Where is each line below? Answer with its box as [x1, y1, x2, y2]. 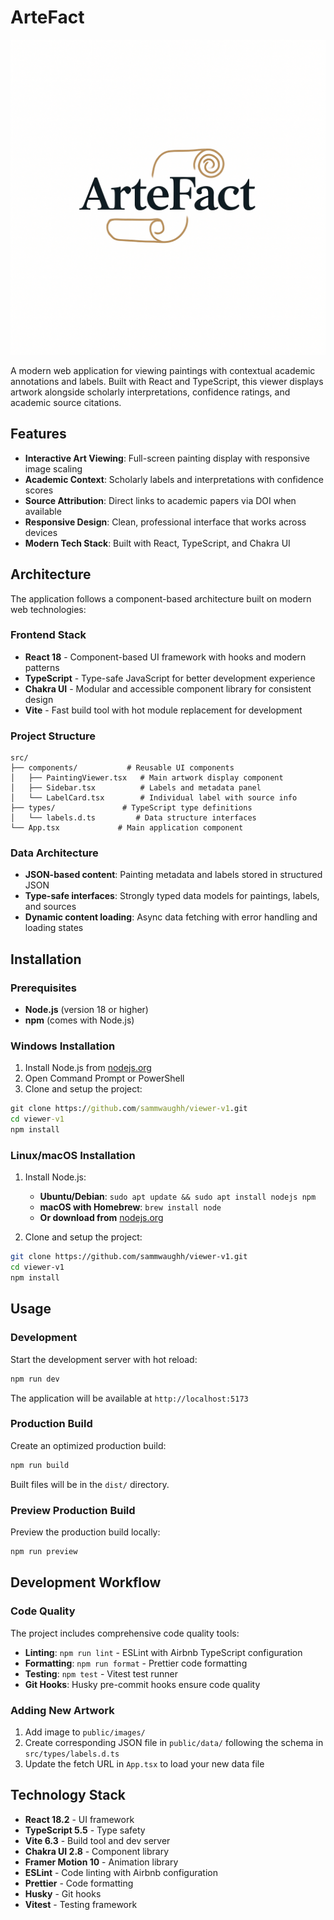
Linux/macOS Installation [10, 1148, 136, 1162]
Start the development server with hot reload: [10, 1353, 198, 1365]
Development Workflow [10, 1574, 162, 1591]
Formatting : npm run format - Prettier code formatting [24, 1657, 248, 1669]
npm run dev [10, 1374, 60, 1384]
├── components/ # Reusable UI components [10, 763, 235, 773]
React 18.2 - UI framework [24, 1813, 135, 1825]
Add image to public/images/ [24, 1726, 146, 1738]
